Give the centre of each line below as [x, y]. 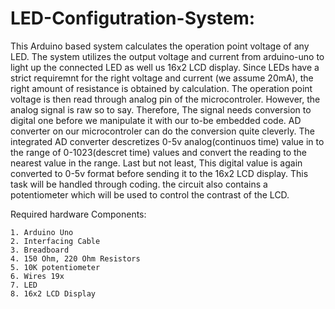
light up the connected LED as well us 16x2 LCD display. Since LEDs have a [165, 67]
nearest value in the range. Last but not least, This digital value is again [156, 163]
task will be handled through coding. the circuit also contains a [139, 184]
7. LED [24, 285]
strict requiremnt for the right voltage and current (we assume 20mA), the [162, 78]
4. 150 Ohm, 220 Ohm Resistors [75, 258]
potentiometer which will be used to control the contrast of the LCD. [150, 194]
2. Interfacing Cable [55, 241]
